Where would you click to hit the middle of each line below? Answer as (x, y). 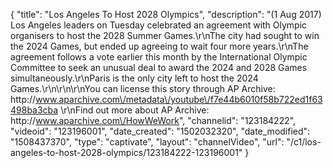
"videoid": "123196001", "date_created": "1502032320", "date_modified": (160, 131)
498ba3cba (34, 110)
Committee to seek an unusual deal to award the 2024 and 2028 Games (159, 67)
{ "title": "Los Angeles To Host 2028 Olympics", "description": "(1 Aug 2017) (166, 14)
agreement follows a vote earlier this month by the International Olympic (159, 57)
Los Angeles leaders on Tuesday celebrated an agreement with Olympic (159, 25)
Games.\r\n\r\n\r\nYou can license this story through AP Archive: (143, 88)
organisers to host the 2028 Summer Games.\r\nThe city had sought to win (165, 35)
